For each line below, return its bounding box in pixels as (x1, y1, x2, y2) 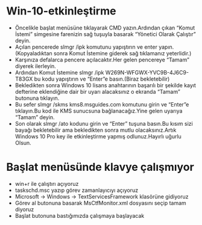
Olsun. (14, 139, 31, 146)
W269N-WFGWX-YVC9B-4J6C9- (105, 69, 189, 76)
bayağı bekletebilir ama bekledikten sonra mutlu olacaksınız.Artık (14, 126, 177, 134)
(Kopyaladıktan (14, 49, 52, 57)
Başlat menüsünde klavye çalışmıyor (6, 161, 194, 174)
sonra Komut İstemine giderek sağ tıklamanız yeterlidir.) (53, 49, 192, 57)
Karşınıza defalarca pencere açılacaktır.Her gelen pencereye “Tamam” (14, 56, 190, 63)
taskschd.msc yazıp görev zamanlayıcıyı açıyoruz (14, 186, 139, 194)
